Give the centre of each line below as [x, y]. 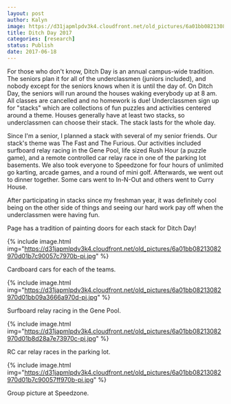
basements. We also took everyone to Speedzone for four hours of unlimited [115, 165]
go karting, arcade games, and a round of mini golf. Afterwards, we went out [115, 172]
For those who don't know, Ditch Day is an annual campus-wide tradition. [111, 71]
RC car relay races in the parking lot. [59, 352]
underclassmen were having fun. [54, 214]
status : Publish [30, 45]
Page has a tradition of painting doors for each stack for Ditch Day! [102, 228]
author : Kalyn [27, 20]
